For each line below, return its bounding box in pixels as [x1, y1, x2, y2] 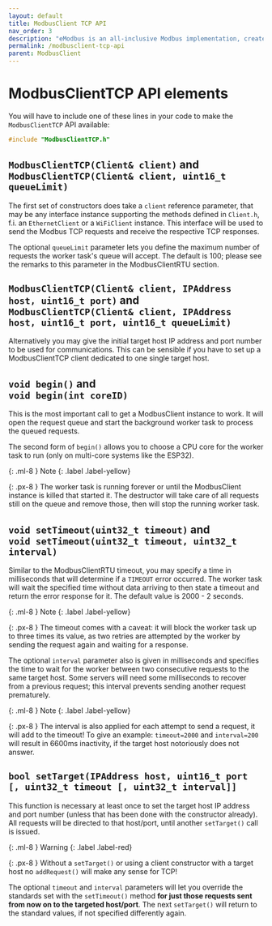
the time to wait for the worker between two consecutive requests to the [8, 664, 249, 674]
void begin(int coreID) [8, 390, 129, 401]
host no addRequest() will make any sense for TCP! [8, 866, 178, 876]
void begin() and [8, 377, 96, 390]
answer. [8, 747, 35, 757]
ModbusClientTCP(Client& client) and [8, 158, 200, 172]
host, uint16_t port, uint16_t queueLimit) [8, 317, 232, 329]
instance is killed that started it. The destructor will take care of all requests [8, 491, 259, 501]
